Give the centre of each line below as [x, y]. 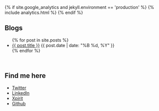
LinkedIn [21, 93]
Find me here [25, 76]
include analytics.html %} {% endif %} [44, 12]
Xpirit [17, 98]
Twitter [19, 88]
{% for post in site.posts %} [40, 40]
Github [19, 104]
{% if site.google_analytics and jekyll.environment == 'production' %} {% [79, 7]
